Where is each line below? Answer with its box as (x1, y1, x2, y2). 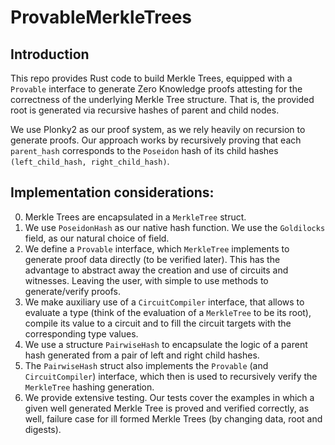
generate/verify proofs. (24, 285, 121, 297)
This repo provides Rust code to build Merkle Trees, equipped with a (10, 72, 293, 84)
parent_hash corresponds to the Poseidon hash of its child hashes (10, 145, 279, 156)
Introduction (10, 46, 90, 63)
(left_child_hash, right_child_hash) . (10, 156, 170, 167)
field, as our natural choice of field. (24, 232, 170, 244)
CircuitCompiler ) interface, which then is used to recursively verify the (24, 370, 318, 382)
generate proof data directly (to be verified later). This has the (24, 253, 281, 265)
